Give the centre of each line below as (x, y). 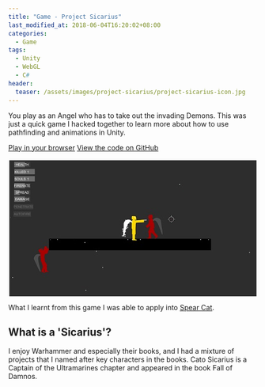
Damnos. (23, 377)
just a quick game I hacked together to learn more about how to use (119, 123)
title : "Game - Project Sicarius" (65, 17)
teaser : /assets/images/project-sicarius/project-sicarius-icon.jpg (131, 92)
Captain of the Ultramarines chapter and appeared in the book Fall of (121, 368)
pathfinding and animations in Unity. (67, 132)
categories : (28, 33)
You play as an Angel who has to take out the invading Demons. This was (127, 116)
